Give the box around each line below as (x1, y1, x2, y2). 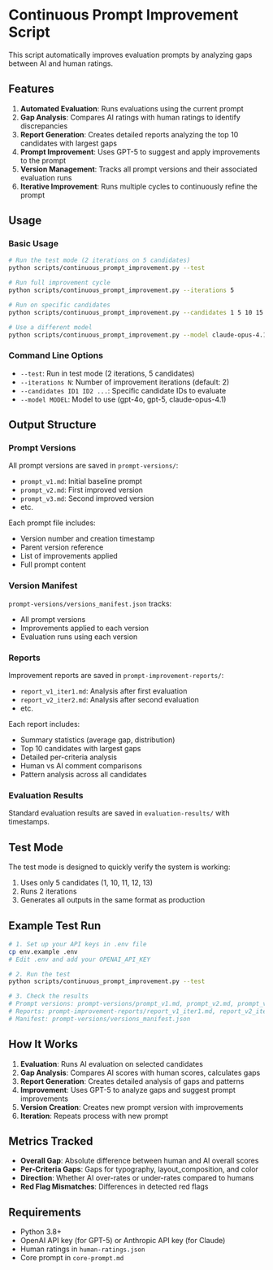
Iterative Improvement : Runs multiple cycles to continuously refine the (19, 181, 258, 191)
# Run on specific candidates (8, 301, 111, 309)
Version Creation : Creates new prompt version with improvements (19, 1102, 244, 1111)
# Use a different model (8, 323, 93, 331)
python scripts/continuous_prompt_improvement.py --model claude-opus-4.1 (8, 331, 267, 339)
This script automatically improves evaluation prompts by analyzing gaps (8, 50, 253, 59)
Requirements (8, 1205, 81, 1219)
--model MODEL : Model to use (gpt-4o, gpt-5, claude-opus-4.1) (19, 394, 227, 404)
